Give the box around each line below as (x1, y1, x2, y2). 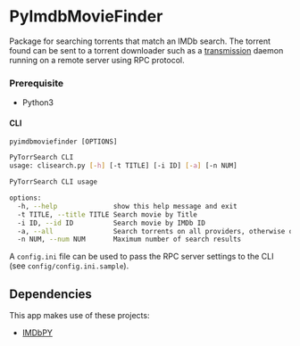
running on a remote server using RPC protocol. (9, 54, 185, 65)
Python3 (21, 97, 54, 108)
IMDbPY (21, 327, 54, 338)
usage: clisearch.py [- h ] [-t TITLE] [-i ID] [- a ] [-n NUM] (9, 161, 238, 170)
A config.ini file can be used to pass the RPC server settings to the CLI (9, 251, 274, 262)
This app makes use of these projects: (9, 310, 150, 321)
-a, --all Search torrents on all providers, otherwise (17, 227, 286, 235)
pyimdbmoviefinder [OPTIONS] (9, 137, 118, 146)
